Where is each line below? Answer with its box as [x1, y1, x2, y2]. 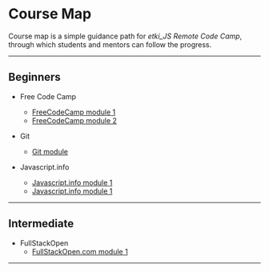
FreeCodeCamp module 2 [31, 115, 118, 125]
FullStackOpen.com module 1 [31, 246, 128, 256]
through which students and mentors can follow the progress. [8, 39, 212, 49]
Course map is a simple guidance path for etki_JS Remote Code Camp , [8, 31, 243, 41]
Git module [31, 146, 69, 156]
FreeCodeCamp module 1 [31, 107, 116, 117]
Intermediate [8, 217, 74, 230]
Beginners [8, 70, 62, 84]
